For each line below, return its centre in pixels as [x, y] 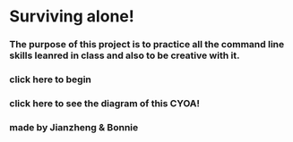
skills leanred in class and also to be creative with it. [125, 55]
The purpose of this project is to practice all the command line [147, 45]
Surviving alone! [72, 17]
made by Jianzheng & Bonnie [74, 127]
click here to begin [51, 79]
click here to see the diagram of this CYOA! [104, 103]
